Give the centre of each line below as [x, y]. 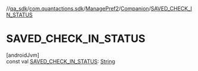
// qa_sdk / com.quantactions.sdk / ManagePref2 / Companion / [78, 9]
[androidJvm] [23, 55]
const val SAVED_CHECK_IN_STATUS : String [61, 61]
